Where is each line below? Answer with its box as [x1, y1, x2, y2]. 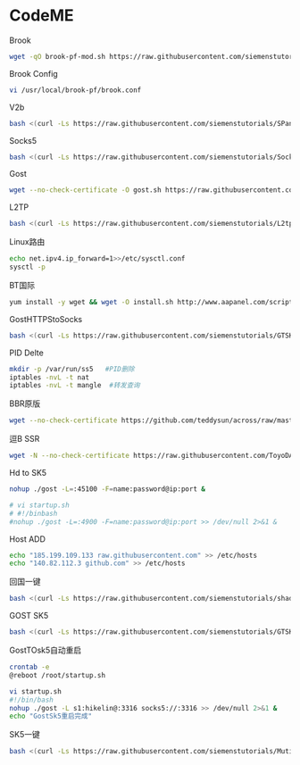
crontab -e [9, 662, 50, 672]
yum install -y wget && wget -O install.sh [9, 297, 174, 306]
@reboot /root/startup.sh [9, 670, 105, 679]
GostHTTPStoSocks [9, 313, 83, 324]
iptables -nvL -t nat [9, 372, 90, 382]
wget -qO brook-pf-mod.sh [9, 52, 105, 61]
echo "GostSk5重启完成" [9, 711, 92, 721]
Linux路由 [9, 237, 46, 247]
